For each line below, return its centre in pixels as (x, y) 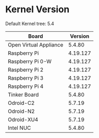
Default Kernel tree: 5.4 (30, 24)
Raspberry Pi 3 (26, 78)
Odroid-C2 (21, 103)
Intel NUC (19, 128)
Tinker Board (23, 95)
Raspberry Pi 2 (26, 70)
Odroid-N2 (21, 111)
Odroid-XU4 (23, 120)
